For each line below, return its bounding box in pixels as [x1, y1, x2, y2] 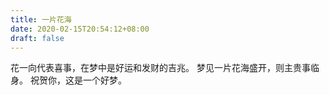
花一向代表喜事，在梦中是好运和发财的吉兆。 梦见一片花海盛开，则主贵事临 [10, 62, 320, 74]
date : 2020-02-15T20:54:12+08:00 [10, 24, 150, 34]
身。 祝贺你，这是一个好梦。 [10, 74, 127, 86]
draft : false [10, 33, 65, 43]
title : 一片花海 [10, 14, 72, 25]
